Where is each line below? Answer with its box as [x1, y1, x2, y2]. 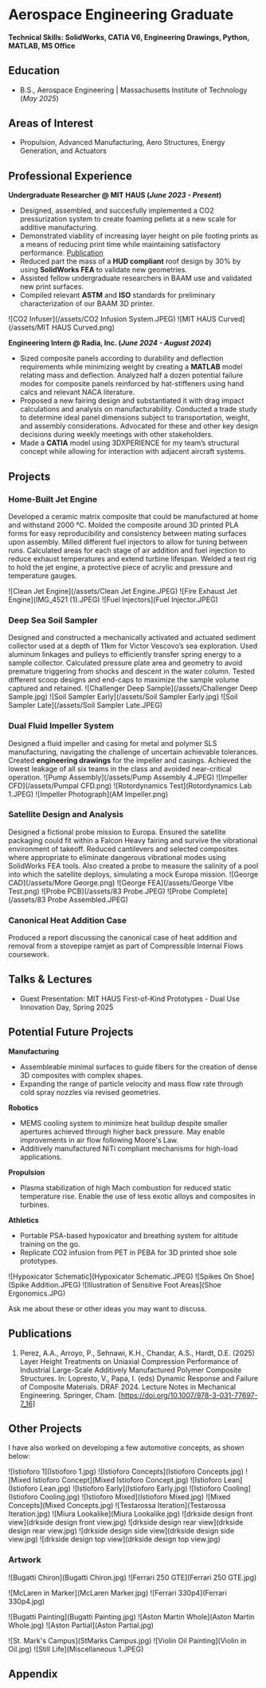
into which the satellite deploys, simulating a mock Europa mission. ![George [8, 869, 259, 879]
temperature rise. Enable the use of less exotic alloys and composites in [19, 1191, 256, 1201]
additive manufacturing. [19, 223, 98, 232]
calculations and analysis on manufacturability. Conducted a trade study [19, 404, 257, 414]
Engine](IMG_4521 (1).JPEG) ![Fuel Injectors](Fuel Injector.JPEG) [8, 595, 219, 604]
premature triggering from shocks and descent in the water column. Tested [8, 666, 255, 676]
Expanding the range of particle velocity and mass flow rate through [19, 1079, 244, 1088]
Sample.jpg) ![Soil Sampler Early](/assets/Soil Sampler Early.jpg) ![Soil [8, 692, 238, 701]
